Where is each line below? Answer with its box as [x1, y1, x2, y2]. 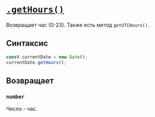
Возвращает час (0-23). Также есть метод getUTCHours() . [6, 21, 150, 28]
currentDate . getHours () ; [6, 59, 67, 65]
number [6, 93, 25, 100]
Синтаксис [6, 38, 48, 48]
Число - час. [6, 105, 38, 112]
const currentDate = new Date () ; [6, 54, 88, 60]
